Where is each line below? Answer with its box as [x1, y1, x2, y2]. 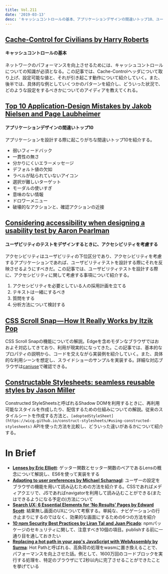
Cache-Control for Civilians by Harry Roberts [5, 35, 149, 44]
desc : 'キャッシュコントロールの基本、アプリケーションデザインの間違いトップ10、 [5, 17, 156, 22]
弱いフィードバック [12, 147, 53, 153]
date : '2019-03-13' [5, 12, 46, 17]
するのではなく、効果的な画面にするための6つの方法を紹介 [34, 514, 156, 520]
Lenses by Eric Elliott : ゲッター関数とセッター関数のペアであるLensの [12, 465, 157, 471]
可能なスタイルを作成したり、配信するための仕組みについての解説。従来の [5, 406, 159, 412]
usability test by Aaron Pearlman [5, 226, 110, 235]
